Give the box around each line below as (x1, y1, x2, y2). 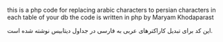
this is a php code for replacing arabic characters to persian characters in (7, 6, 216, 14)
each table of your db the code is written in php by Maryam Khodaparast (7, 13, 214, 21)
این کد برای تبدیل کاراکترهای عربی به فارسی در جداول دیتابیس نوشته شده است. (7, 27, 213, 34)
